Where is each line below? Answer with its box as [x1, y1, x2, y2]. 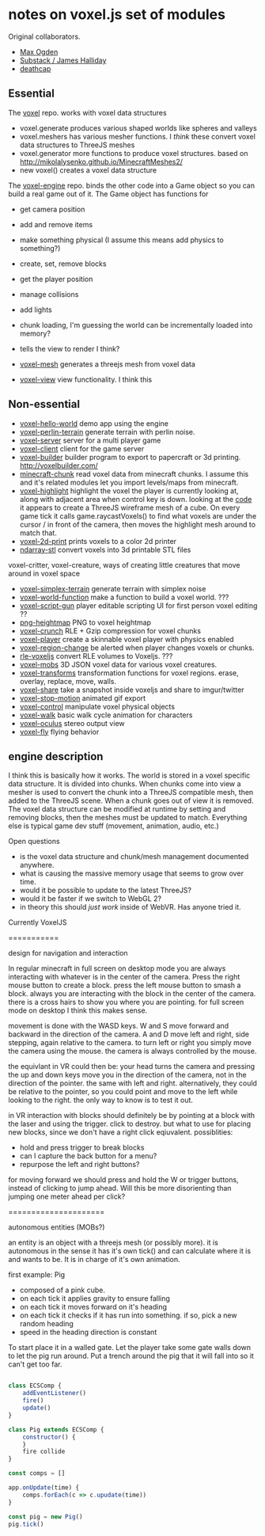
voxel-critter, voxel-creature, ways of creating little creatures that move [8, 560, 240, 569]
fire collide [22, 1447, 66, 1456]
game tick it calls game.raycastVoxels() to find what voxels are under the [19, 511, 257, 520]
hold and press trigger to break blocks [19, 1142, 145, 1153]
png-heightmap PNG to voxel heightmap [19, 618, 152, 627]
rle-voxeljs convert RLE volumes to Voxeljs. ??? [19, 651, 173, 660]
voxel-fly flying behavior [19, 727, 100, 736]
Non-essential [8, 397, 81, 411]
